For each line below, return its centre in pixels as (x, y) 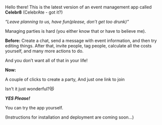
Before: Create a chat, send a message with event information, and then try (81, 41)
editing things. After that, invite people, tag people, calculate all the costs (79, 46)
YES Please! (18, 98)
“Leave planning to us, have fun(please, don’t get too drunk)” (67, 22)
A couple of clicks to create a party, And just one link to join (65, 79)
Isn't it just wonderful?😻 (30, 89)
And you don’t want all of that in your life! (46, 60)
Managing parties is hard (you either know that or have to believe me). (76, 31)
